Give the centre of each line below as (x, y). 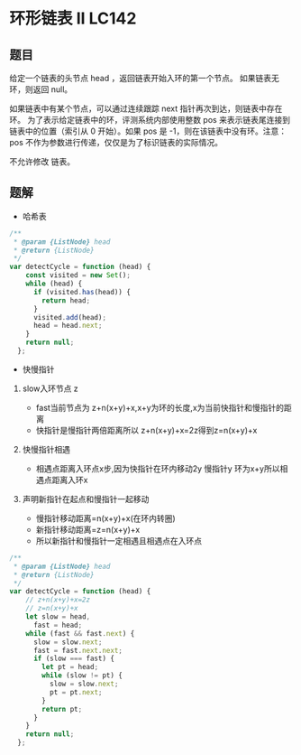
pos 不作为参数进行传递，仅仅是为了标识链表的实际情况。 (116, 142)
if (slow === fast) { (74, 659)
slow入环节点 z (50, 388)
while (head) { (54, 284)
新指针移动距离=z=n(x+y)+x (88, 529)
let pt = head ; (70, 667)
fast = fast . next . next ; (78, 650)
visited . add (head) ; (69, 317)
